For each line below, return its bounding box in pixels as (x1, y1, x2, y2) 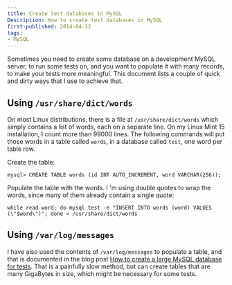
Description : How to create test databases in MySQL (7, 17, 163, 24)
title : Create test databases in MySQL (7, 10, 123, 17)
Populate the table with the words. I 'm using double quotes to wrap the (7, 183, 211, 192)
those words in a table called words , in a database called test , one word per (7, 137, 223, 145)
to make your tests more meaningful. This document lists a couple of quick (7, 70, 220, 78)
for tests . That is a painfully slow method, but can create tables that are (7, 262, 211, 270)
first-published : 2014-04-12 (7, 23, 91, 30)
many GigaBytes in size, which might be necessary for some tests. (7, 269, 197, 277)
